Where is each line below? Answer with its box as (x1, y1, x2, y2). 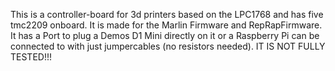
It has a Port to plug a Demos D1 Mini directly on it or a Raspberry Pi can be (10, 30, 320, 41)
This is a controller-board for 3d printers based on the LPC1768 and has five (10, 9, 324, 20)
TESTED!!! (10, 51, 53, 63)
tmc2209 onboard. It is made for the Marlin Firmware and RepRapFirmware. (10, 19, 323, 31)
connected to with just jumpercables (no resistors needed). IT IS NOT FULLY (10, 40, 326, 52)
